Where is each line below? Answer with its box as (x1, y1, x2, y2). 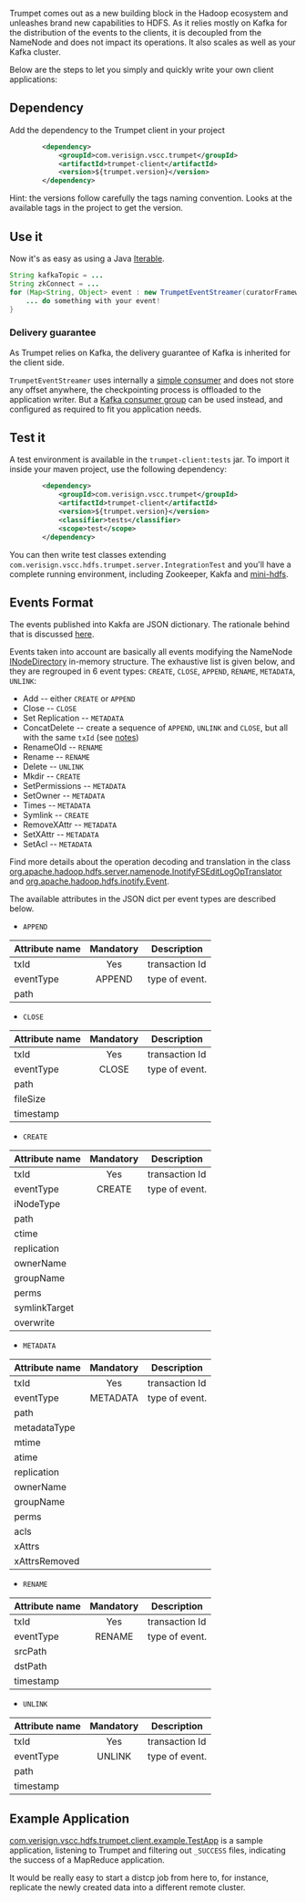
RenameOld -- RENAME (22, 741, 103, 752)
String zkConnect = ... (9, 278, 100, 289)
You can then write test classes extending (9, 549, 167, 560)
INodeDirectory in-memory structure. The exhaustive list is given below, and (9, 657, 296, 667)
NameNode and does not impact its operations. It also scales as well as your (9, 37, 296, 47)
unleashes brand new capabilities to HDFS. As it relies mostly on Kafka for (9, 17, 288, 28)
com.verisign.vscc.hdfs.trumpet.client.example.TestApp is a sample (9, 1835, 264, 1846)
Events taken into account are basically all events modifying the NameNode (9, 646, 293, 657)
